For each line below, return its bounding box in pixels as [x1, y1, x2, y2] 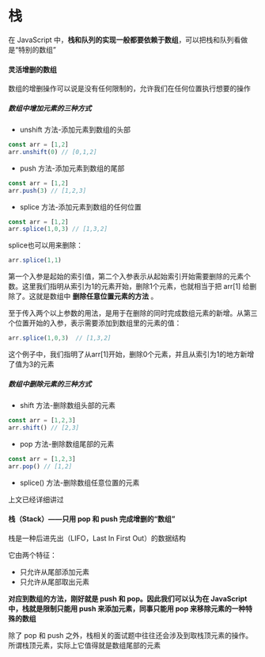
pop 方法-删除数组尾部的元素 [19, 439, 115, 448]
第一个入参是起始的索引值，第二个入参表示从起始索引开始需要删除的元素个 [8, 271, 251, 282]
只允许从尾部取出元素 [19, 577, 89, 586]
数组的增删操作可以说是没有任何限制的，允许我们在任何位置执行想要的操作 [8, 84, 251, 94]
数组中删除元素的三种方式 [8, 378, 92, 389]
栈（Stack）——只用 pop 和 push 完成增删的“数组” [8, 514, 176, 524]
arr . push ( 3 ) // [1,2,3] [8, 186, 87, 194]
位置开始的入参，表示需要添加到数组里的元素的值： [14, 318, 182, 328]
